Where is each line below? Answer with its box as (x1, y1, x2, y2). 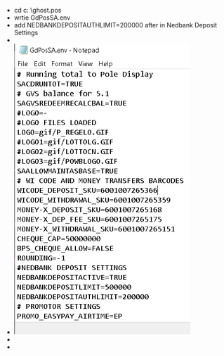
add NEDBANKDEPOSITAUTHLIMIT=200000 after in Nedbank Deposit (13, 21, 218, 29)
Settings (13, 28, 39, 37)
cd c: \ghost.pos (13, 6, 62, 14)
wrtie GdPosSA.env (13, 13, 71, 22)
